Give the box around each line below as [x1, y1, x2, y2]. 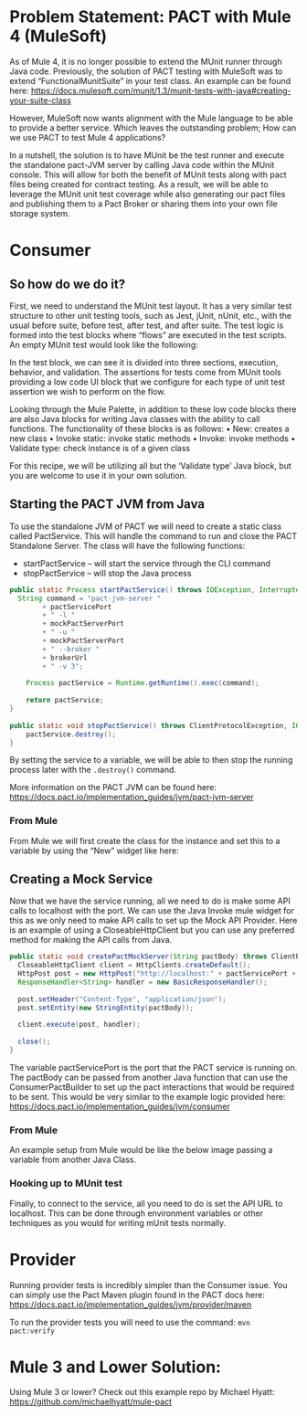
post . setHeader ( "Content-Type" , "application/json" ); [17, 994, 227, 1004]
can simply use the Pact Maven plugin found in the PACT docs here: [9, 1289, 265, 1300]
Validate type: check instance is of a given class [9, 442, 190, 453]
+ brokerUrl [42, 653, 89, 662]
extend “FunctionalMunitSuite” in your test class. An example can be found [9, 75, 291, 86]
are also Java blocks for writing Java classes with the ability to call [9, 413, 260, 424]
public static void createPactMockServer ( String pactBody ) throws [9, 952, 268, 961]
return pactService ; [26, 696, 104, 705]
